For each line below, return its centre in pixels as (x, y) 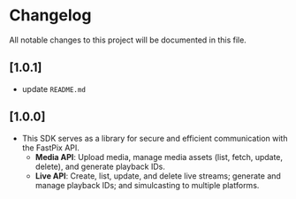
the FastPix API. (50, 148)
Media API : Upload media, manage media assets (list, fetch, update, (159, 157)
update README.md (54, 88)
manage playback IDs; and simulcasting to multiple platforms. (147, 185)
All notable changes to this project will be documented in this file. (128, 40)
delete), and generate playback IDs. (100, 166)
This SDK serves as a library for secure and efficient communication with (155, 138)
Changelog (50, 15)
